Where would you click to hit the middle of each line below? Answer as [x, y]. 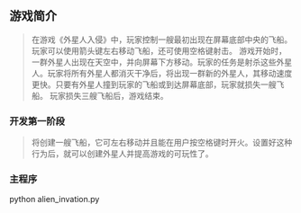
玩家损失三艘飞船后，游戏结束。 [109, 95]
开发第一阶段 [37, 121]
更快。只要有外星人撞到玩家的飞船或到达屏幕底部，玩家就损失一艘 [154, 84]
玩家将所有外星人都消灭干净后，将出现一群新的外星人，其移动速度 [170, 73]
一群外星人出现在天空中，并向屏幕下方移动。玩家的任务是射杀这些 [154, 62]
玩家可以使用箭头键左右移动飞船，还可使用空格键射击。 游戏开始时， [159, 50]
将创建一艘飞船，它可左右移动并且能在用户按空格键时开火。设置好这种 [162, 143]
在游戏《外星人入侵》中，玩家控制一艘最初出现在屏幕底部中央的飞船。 [162, 40]
